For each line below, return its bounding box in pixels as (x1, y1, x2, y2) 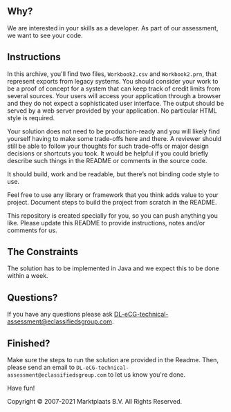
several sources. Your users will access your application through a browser (7, 91, 221, 100)
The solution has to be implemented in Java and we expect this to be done (7, 264, 219, 272)
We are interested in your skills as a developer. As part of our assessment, (7, 24, 219, 32)
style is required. (7, 113, 55, 122)
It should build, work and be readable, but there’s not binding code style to (7, 169, 219, 178)
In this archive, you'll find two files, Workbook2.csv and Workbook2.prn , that (7, 69, 217, 78)
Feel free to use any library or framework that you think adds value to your (7, 190, 219, 199)
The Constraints (7, 246, 79, 258)
